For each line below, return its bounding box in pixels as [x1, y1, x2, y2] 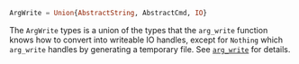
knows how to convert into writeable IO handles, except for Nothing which [9, 34, 284, 45]
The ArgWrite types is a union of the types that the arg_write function [9, 24, 268, 35]
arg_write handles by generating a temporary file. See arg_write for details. [9, 43, 291, 54]
